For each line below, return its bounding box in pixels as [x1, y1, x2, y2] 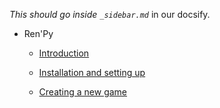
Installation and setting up [38, 67, 146, 78]
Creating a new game [38, 86, 128, 98]
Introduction [38, 47, 90, 59]
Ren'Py [23, 28, 54, 39]
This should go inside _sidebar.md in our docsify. [9, 9, 211, 20]
